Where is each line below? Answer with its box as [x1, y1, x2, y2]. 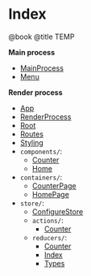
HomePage [31, 189, 70, 199]
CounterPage [31, 180, 77, 191]
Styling [19, 137, 44, 147]
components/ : [19, 146, 63, 156]
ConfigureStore [31, 206, 84, 216]
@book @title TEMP [8, 32, 75, 41]
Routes [19, 129, 44, 139]
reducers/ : [31, 232, 68, 242]
